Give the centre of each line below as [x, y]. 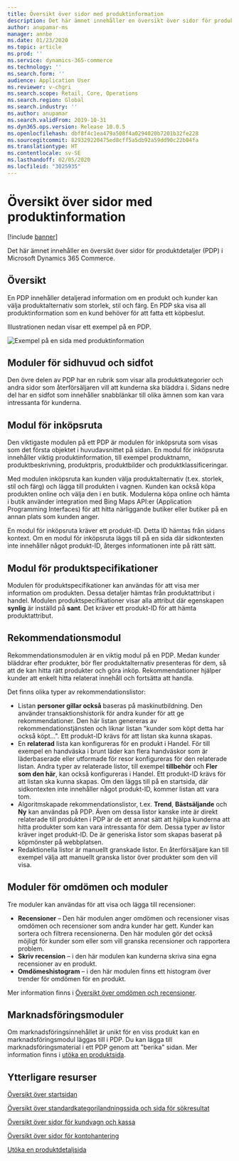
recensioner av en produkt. [57, 963]
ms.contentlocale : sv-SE [44, 153]
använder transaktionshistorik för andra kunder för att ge [101, 713]
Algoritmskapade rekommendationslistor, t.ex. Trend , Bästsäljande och [122, 804]
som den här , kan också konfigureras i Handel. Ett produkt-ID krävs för [122, 774]
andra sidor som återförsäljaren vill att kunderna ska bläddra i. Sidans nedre [118, 388]
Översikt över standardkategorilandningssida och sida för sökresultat [108, 1108]
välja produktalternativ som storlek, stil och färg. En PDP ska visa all [107, 305]
